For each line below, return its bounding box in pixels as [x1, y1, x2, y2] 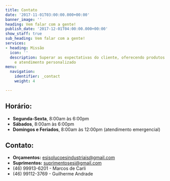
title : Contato [5, 7, 38, 13]
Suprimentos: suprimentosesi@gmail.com [12, 160, 102, 166]
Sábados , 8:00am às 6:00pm [12, 121, 75, 127]
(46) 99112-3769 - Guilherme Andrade [12, 171, 93, 177]
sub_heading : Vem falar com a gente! [5, 36, 86, 41]
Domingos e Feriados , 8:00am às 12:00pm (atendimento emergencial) [12, 126, 161, 133]
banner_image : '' [5, 17, 42, 22]
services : [5, 41, 26, 46]
